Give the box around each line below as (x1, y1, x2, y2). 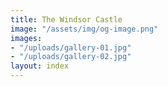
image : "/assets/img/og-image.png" (10, 24, 159, 34)
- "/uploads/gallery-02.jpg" (10, 52, 132, 62)
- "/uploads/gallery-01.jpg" (10, 42, 132, 53)
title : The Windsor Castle (10, 14, 123, 25)
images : (10, 33, 43, 43)
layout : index (10, 61, 70, 71)
